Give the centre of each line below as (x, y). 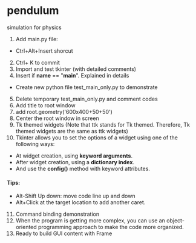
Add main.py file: (37, 39)
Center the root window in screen (57, 118)
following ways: (35, 144)
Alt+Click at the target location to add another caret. (80, 202)
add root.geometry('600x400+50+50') (64, 112)
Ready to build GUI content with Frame (64, 233)
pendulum (33, 11)
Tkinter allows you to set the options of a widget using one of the (96, 138)
